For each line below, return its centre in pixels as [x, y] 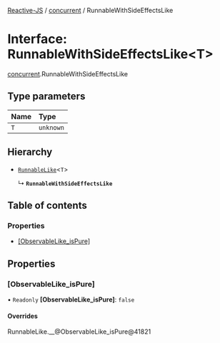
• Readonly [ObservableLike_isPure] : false [71, 300]
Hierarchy [30, 152]
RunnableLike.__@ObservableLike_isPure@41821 [79, 332]
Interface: [37, 39]
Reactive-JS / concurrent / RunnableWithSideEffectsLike [90, 10]
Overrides [22, 316]
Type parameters [46, 97]
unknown [51, 127]
